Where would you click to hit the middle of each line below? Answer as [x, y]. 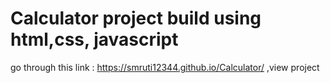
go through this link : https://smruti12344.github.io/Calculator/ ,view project [165, 67]
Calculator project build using [136, 18]
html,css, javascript [94, 39]
